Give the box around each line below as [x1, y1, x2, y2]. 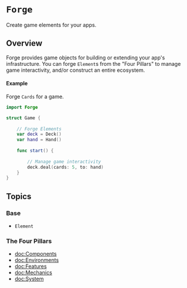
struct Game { [6, 115, 41, 121]
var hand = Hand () [16, 137, 62, 143]
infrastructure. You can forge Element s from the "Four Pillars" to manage [6, 60, 181, 67]
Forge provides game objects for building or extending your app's [6, 54, 165, 61]
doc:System [14, 275, 44, 283]
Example [6, 80, 28, 87]
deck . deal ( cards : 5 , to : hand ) [27, 164, 104, 170]
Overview [6, 38, 43, 48]
